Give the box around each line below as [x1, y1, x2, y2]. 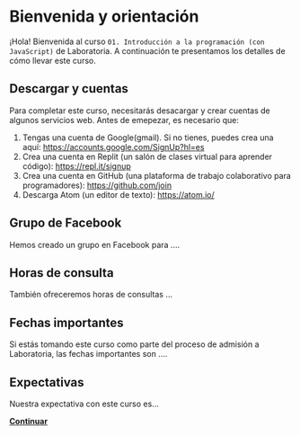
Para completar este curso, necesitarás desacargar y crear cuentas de [9, 105, 271, 116]
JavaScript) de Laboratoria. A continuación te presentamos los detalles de [9, 45, 286, 56]
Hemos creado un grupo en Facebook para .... [9, 239, 181, 250]
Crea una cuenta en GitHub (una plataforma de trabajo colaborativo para [22, 170, 292, 181]
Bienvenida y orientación [9, 6, 199, 27]
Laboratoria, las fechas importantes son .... [9, 349, 168, 360]
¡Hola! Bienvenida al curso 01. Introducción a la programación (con [9, 36, 265, 47]
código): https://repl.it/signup [22, 160, 132, 172]
